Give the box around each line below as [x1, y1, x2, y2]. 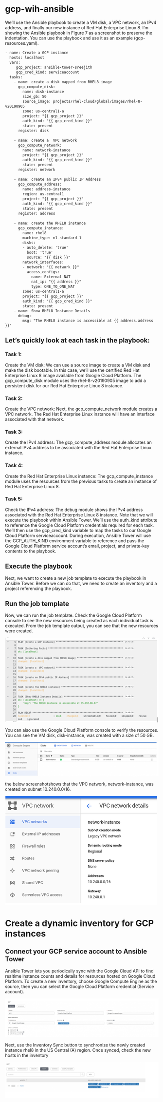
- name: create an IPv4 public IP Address [14, 177, 101, 182]
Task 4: [5, 462, 23, 469]
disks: [22, 240, 36, 245]
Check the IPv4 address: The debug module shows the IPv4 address [5, 507, 143, 513]
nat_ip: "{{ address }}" [31, 279, 82, 284]
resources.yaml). [5, 40, 39, 46]
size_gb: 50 [22, 94, 47, 99]
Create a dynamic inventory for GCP [5, 917, 154, 929]
